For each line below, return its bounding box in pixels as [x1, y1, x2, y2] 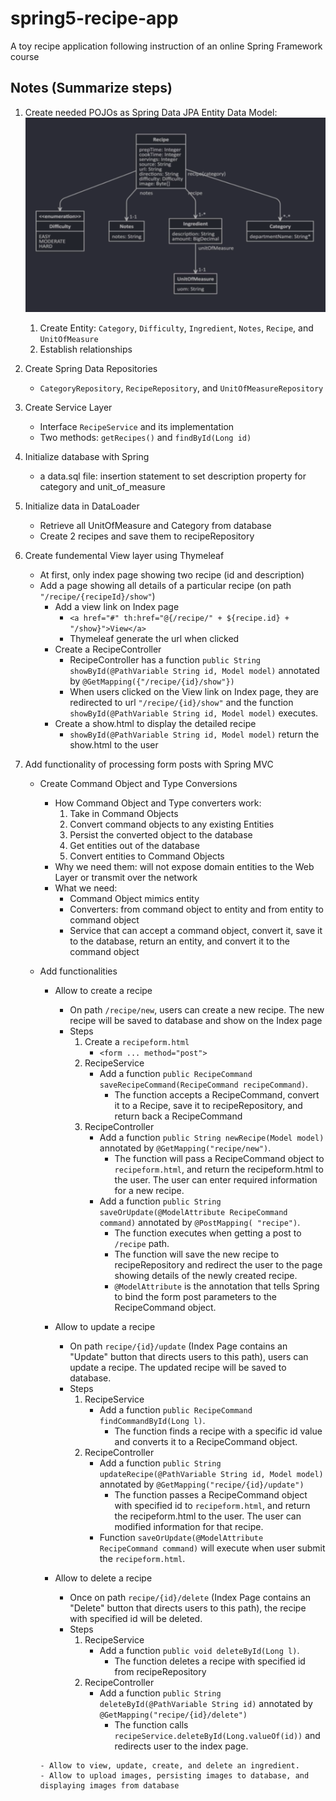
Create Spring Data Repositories [24, 362, 158, 374]
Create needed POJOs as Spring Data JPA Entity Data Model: [24, 106, 278, 118]
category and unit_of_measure [39, 480, 166, 492]
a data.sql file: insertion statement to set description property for [39, 470, 307, 482]
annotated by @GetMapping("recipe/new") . [99, 1142, 272, 1154]
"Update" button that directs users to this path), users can [69, 1350, 309, 1362]
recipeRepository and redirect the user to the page [114, 1258, 323, 1271]
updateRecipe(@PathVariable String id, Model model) [99, 1469, 324, 1479]
